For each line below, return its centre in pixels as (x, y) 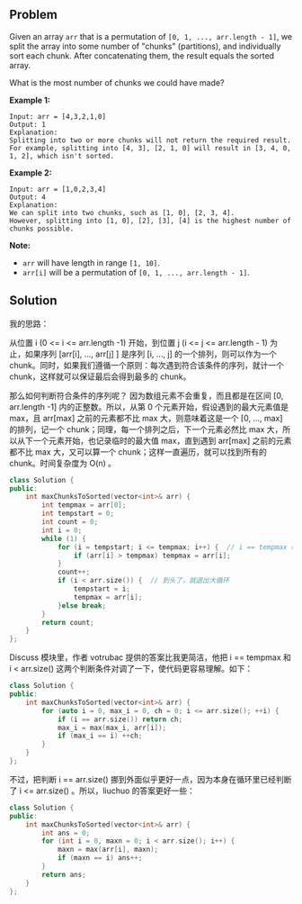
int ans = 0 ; (66, 833)
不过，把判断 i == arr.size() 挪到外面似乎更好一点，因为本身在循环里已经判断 (151, 779)
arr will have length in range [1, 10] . (91, 262)
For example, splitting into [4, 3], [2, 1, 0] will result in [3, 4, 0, (151, 148)
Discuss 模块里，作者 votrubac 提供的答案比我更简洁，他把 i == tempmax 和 (151, 657)
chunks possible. (42, 229)
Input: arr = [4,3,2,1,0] (58, 116)
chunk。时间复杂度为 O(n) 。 (63, 463)
